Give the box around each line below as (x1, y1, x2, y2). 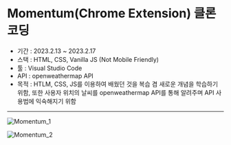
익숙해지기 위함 (35, 97, 77, 105)
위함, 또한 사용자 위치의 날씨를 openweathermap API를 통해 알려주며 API (16, 88, 214, 96)
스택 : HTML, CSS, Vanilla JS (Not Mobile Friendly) (16, 55, 159, 63)
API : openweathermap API (16, 71, 94, 80)
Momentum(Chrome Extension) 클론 (7, 5, 217, 21)
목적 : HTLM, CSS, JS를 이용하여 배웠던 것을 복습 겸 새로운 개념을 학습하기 (16, 80, 219, 88)
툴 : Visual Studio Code (16, 64, 82, 72)
